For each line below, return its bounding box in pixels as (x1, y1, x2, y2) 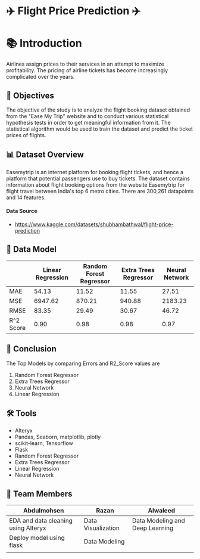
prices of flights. (6, 131, 46, 138)
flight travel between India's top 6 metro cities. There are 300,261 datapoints (6, 187, 194, 194)
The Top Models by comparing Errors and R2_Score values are (6, 360, 160, 367)
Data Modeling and (132, 517, 186, 525)
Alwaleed (148, 507, 176, 515)
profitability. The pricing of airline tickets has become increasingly (6, 67, 168, 74)
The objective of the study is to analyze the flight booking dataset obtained (6, 106, 190, 113)
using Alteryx (9, 524, 46, 532)
